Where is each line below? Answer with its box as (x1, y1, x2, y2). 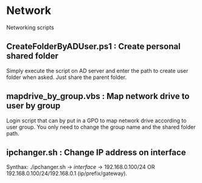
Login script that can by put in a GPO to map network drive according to (6, 117, 187, 124)
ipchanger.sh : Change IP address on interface (6, 147, 186, 157)
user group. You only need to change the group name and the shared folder (6, 123, 196, 131)
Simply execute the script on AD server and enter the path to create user (6, 67, 189, 74)
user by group (6, 101, 61, 111)
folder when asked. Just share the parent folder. (6, 74, 127, 81)
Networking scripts (6, 24, 55, 31)
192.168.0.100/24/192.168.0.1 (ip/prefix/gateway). (6, 170, 128, 177)
